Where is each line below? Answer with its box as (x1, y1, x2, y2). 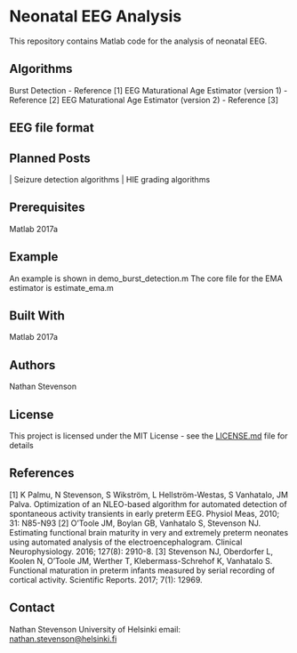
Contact (9, 601, 55, 616)
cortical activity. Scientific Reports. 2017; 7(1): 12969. (9, 574, 203, 584)
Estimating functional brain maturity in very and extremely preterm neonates (9, 527, 289, 537)
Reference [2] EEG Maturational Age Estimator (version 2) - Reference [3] (9, 94, 278, 105)
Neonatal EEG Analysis (9, 6, 182, 27)
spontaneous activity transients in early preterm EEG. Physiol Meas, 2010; (9, 508, 280, 519)
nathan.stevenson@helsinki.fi (9, 633, 117, 644)
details (9, 440, 34, 451)
